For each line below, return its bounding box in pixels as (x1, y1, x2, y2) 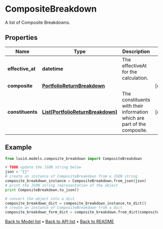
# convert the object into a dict (5, 196, 75, 201)
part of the (122, 121, 147, 127)
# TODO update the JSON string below (5, 165, 81, 170)
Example (5, 143, 32, 152)
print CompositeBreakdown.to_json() (5, 187, 79, 193)
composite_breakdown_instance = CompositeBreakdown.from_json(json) (5, 178, 147, 183)
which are (122, 114, 145, 121)
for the (122, 68, 137, 75)
